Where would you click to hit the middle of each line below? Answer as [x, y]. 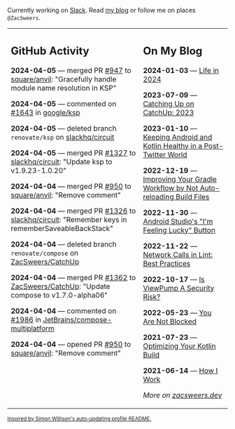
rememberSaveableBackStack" [62, 228]
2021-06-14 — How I [180, 370]
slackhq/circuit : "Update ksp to [62, 161]
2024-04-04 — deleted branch [64, 244]
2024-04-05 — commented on [64, 103]
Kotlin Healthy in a [173, 145]
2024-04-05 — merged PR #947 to [71, 70]
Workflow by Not [171, 187]
